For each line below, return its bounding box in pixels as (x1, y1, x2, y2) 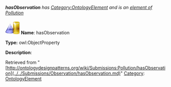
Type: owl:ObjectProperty (5, 39, 60, 46)
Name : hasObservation (20, 30, 70, 35)
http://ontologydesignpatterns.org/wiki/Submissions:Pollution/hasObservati (7, 65, 166, 71)
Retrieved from (5, 59, 37, 66)
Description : (5, 50, 32, 55)
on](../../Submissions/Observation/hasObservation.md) (5, 70, 121, 76)
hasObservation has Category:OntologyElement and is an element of (5, 5, 153, 10)
